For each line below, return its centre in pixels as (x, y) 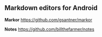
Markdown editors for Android (51, 8)
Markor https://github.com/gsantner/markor (48, 19)
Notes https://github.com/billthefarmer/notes (50, 29)
